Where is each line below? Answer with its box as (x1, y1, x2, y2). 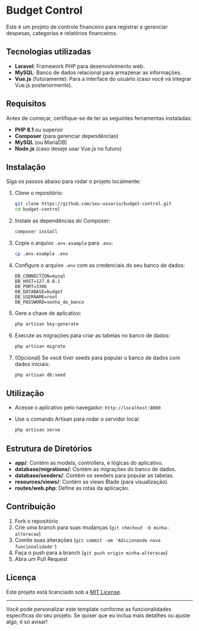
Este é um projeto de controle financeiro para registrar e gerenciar (6, 23, 168, 30)
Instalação (6, 162, 46, 172)
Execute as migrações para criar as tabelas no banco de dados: (14, 332, 171, 339)
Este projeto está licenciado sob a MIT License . (6, 588, 121, 595)
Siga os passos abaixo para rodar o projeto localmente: (6, 178, 141, 185)
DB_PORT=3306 (14, 283, 47, 289)
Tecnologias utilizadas (6, 47, 91, 57)
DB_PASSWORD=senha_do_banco (14, 299, 84, 305)
